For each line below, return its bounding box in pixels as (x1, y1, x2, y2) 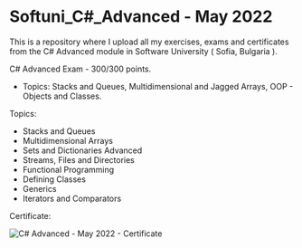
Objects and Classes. (22, 91, 102, 101)
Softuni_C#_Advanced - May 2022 (9, 6, 273, 27)
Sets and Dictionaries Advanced (22, 145, 143, 156)
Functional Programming (22, 164, 115, 175)
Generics (22, 183, 57, 194)
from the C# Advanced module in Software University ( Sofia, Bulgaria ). (9, 45, 278, 56)
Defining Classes (22, 174, 86, 185)
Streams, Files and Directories (22, 154, 136, 165)
